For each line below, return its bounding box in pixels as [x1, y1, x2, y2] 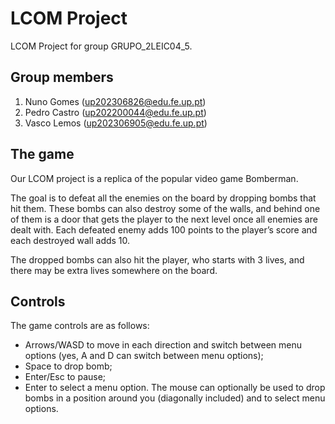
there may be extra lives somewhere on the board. [10, 264, 218, 276]
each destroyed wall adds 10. [10, 234, 131, 246]
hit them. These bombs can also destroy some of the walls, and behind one [10, 202, 321, 214]
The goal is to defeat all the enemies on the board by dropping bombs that [10, 192, 317, 204]
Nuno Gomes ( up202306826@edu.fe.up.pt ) [24, 95, 207, 107]
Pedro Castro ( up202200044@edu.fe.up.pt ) [24, 106, 207, 118]
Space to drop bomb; [24, 360, 113, 372]
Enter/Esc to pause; [24, 371, 107, 383]
